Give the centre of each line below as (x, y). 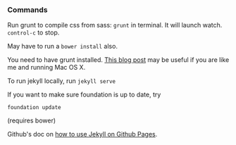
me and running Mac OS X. (46, 68)
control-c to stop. (33, 32)
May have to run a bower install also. (63, 46)
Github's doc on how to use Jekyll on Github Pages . (82, 134)
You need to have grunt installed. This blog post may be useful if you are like (118, 60)
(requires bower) (32, 120)
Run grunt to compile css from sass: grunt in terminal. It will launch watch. (115, 25)
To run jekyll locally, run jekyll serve (62, 81)
